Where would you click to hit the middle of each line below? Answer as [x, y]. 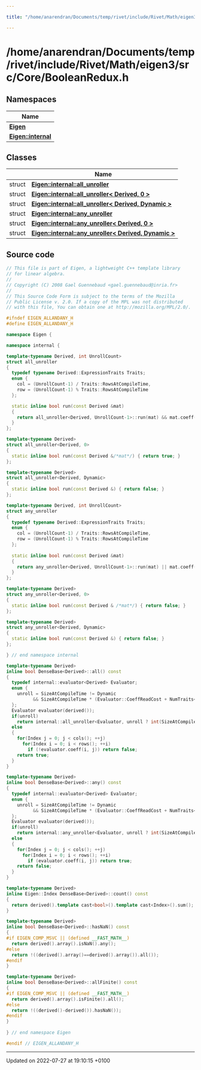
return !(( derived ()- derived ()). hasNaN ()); [66, 1010]
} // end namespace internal [42, 655]
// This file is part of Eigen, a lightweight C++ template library [93, 268]
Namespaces [31, 100]
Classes [22, 157]
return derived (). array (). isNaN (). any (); [64, 943]
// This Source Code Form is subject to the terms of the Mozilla [91, 296]
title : [14, 17]
